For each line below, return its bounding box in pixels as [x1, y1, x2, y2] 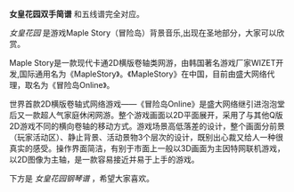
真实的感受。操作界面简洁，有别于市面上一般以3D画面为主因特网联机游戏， [9, 143, 285, 154]
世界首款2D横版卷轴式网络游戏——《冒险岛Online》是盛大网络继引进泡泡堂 [9, 99, 285, 109]
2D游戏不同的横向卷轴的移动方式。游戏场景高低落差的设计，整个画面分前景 [9, 121, 285, 132]
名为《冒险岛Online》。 [32, 80, 115, 90]
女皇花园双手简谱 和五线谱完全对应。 [9, 9, 144, 19]
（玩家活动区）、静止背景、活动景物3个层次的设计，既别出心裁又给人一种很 [9, 132, 283, 142]
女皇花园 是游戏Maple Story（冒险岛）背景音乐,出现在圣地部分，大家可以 [9, 28, 277, 38]
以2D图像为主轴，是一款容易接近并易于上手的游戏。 [9, 155, 200, 164]
